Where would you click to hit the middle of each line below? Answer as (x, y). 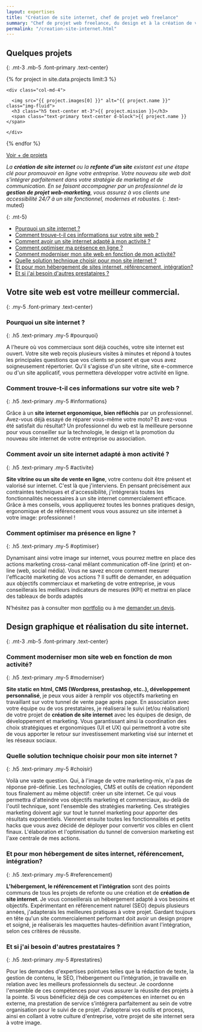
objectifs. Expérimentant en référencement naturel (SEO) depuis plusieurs (98, 905)
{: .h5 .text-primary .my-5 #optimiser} (53, 546)
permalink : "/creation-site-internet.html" (62, 29)
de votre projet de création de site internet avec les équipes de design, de (99, 715)
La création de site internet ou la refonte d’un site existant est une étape (98, 167)
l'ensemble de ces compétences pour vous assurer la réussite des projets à (100, 990)
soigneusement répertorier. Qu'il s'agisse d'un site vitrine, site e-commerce (100, 366)
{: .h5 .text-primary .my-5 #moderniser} (55, 677)
